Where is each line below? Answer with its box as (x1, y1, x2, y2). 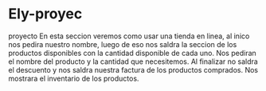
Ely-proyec (8, 5, 83, 23)
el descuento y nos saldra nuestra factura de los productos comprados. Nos (8, 65, 259, 74)
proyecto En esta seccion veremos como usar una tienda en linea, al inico (8, 31, 250, 41)
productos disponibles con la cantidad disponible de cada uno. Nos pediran (8, 48, 256, 57)
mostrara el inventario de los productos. (8, 73, 139, 83)
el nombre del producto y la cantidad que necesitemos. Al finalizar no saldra (8, 57, 259, 66)
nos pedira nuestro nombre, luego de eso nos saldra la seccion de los (8, 39, 237, 49)
